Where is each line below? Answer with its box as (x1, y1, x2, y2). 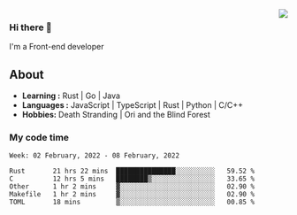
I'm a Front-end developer (9, 42, 104, 52)
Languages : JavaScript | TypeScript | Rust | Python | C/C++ (21, 100, 244, 111)
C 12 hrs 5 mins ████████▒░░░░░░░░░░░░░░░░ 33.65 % (9, 174, 255, 184)
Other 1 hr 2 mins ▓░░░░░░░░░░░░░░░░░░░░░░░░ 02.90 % (9, 182, 255, 191)
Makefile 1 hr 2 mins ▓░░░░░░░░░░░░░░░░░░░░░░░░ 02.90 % (9, 190, 255, 199)
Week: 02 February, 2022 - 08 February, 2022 (9, 151, 179, 160)
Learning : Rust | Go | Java (21, 90, 121, 101)
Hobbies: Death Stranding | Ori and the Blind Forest (21, 110, 210, 120)
